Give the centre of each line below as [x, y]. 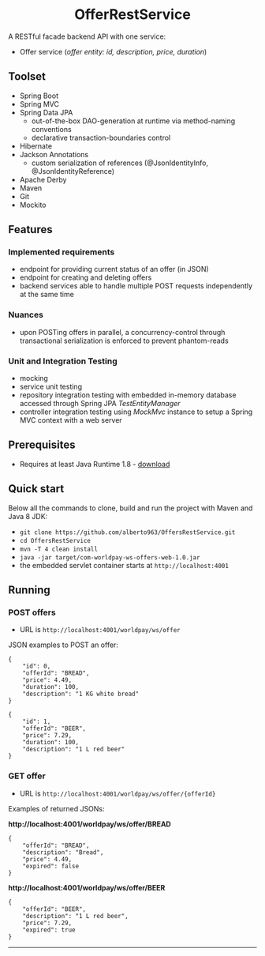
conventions [52, 129]
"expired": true [49, 930]
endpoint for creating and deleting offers [86, 277]
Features [30, 230]
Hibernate [36, 146]
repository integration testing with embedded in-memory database [128, 395]
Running [30, 590]
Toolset [27, 77]
